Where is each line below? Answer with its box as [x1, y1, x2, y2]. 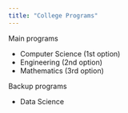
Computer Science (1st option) [19, 49, 121, 58]
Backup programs [8, 81, 67, 91]
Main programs [8, 33, 58, 43]
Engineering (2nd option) [19, 57, 102, 67]
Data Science [19, 96, 65, 106]
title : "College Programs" [8, 11, 98, 20]
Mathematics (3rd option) [19, 65, 104, 76]
